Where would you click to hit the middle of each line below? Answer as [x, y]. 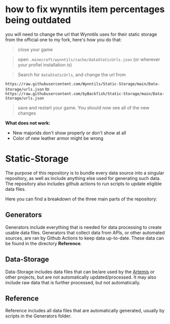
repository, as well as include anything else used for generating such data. [83, 178]
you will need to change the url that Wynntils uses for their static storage [81, 34]
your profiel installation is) [45, 65]
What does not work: [28, 123]
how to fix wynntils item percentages [85, 9]
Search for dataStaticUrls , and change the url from [72, 74]
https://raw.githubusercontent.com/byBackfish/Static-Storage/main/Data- [85, 94]
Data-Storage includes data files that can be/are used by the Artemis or [80, 272]
